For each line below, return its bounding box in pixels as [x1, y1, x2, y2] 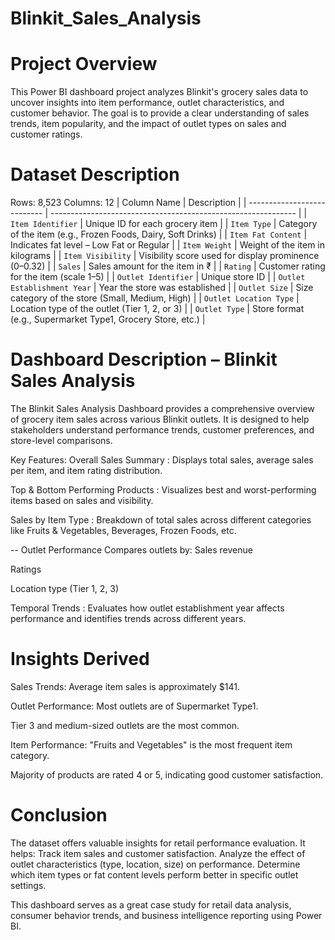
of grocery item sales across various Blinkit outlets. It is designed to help [10, 413, 310, 425]
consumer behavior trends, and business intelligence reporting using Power [10, 909, 323, 921]
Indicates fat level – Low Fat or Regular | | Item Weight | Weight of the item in [10, 239, 326, 251]
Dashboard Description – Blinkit [10, 348, 278, 371]
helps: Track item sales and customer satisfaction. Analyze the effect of [10, 847, 306, 859]
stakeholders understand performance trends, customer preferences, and [10, 424, 315, 436]
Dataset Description [10, 163, 180, 186]
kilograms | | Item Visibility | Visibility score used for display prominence [10, 250, 320, 262]
